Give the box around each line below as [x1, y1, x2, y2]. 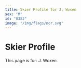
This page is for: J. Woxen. [5, 58, 58, 64]
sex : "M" [5, 12, 23, 17]
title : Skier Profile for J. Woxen [5, 7, 77, 12]
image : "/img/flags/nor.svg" [5, 20, 64, 26]
